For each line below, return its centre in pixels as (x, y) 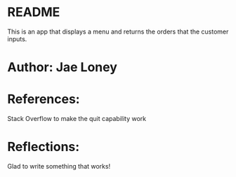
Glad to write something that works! (59, 166)
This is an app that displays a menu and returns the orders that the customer (118, 31)
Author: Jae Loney (63, 68)
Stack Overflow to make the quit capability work (77, 119)
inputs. (17, 38)
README (34, 12)
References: (44, 99)
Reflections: (44, 147)
